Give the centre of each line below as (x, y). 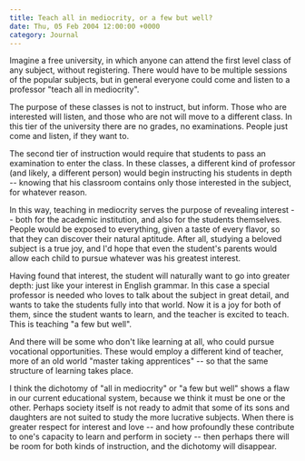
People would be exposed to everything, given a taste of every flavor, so (145, 229)
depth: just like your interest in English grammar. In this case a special (140, 286)
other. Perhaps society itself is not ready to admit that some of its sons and (150, 408)
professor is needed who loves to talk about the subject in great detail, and (149, 296)
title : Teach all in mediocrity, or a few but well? (111, 18)
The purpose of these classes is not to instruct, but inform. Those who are (148, 107)
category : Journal (44, 35)
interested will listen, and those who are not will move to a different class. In (151, 117)
